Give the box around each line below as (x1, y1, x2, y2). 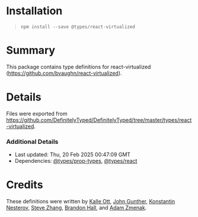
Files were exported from (6, 110, 68, 117)
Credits (6, 178, 43, 191)
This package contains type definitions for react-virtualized (6, 63, 151, 70)
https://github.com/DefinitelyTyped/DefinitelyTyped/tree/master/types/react (6, 116, 192, 123)
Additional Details (6, 137, 59, 146)
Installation (6, 4, 63, 18)
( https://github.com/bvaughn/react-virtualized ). (6, 70, 123, 77)
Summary (6, 43, 55, 57)
